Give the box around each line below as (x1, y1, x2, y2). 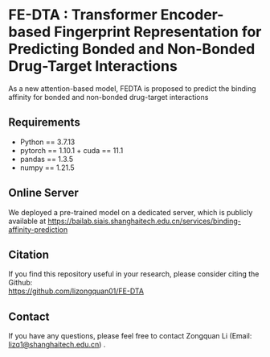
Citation (8, 247, 50, 261)
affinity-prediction (8, 224, 68, 235)
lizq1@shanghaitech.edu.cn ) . (8, 340, 106, 350)
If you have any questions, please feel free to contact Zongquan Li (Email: (8, 331, 252, 341)
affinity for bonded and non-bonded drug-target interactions (8, 92, 209, 102)
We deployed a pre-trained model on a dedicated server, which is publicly (8, 207, 253, 217)
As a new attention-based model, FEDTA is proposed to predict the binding (8, 83, 256, 93)
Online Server (8, 186, 79, 200)
